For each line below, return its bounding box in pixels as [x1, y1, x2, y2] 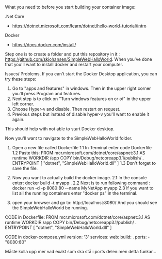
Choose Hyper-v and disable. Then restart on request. [12, 106, 121, 112]
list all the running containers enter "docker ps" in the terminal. [12, 190, 138, 196]
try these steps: [5, 76, 36, 82]
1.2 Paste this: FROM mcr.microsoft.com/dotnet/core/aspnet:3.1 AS [12, 150, 146, 155]
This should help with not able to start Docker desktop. [5, 126, 115, 132]
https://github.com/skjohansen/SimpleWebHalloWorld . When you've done [5, 56, 152, 62]
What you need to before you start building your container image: [5, 4, 136, 10]
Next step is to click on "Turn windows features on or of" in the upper [12, 96, 151, 102]
